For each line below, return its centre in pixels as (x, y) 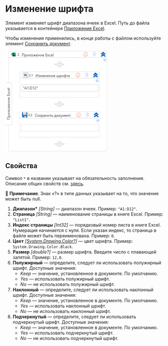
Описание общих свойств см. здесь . (45, 183)
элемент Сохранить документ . (38, 43)
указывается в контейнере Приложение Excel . (55, 28)
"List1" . (21, 219)
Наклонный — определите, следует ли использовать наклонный (83, 290)
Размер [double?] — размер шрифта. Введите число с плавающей (85, 251)
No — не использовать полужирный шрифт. (68, 284)
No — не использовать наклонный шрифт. (66, 311)
